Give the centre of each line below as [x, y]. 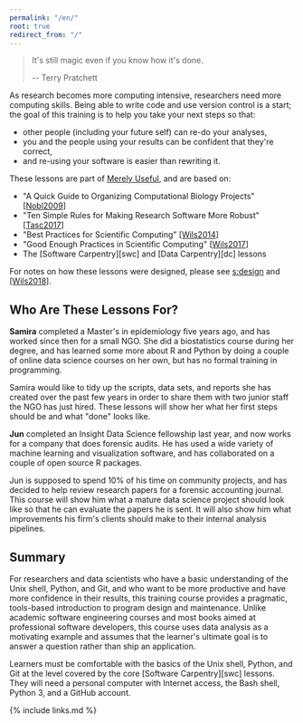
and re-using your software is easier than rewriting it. [122, 161]
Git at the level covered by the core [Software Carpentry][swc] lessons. [142, 673]
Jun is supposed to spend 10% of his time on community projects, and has [148, 480]
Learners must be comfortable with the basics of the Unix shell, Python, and [151, 664]
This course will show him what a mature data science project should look [147, 500]
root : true [30, 26]
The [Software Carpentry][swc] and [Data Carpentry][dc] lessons [144, 254]
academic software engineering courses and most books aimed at [133, 617]
